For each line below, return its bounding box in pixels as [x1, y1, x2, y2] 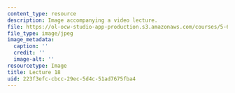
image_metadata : [7, 36, 55, 43]
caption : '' [13, 43, 49, 50]
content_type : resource [7, 10, 77, 17]
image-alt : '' [13, 56, 55, 63]
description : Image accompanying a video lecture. [7, 17, 158, 24]
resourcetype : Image [7, 62, 68, 69]
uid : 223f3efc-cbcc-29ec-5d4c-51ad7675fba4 [7, 75, 136, 83]
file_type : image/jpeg [7, 29, 73, 37]
